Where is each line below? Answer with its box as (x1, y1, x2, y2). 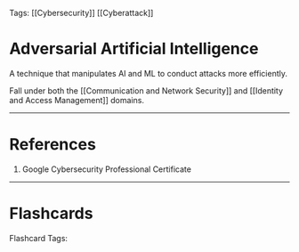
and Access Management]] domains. (9, 94, 145, 105)
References (9, 134, 96, 155)
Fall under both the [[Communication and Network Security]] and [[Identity (9, 85, 283, 96)
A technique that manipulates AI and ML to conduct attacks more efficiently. (9, 68, 287, 78)
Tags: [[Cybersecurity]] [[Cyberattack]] (9, 8, 154, 18)
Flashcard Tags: (9, 232, 69, 243)
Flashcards (9, 204, 93, 224)
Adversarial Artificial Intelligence (9, 39, 259, 59)
